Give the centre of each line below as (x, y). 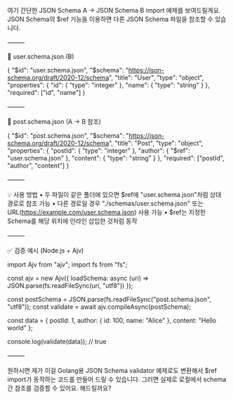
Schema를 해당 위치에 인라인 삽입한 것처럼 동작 (73, 221)
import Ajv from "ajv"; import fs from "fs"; (67, 265)
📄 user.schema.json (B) (41, 56)
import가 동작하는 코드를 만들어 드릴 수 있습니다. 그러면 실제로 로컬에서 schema (117, 379)
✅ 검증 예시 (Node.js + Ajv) (46, 251)
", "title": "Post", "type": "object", (156, 143)
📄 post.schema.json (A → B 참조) (54, 121)
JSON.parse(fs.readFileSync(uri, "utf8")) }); (70, 286)
